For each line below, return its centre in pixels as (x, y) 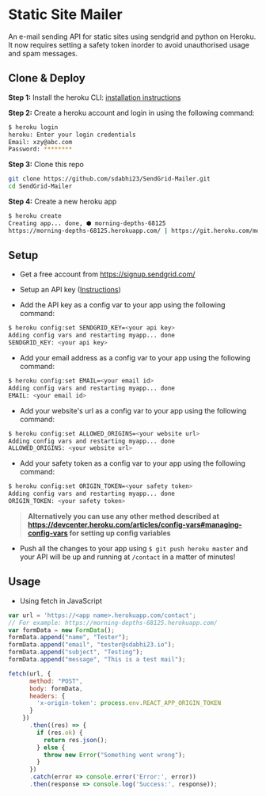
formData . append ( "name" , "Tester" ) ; (68, 638)
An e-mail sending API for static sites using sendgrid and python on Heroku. (132, 36)
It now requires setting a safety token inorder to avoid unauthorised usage (129, 44)
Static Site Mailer (65, 15)
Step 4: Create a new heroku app (63, 201)
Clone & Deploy (47, 78)
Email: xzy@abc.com (40, 142)
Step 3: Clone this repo (46, 165)
